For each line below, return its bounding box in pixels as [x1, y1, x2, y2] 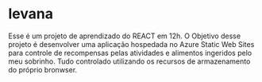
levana [8, 5, 54, 23]
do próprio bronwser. [8, 64, 78, 74]
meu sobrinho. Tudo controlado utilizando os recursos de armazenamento [8, 57, 251, 66]
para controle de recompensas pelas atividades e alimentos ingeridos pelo [8, 48, 252, 57]
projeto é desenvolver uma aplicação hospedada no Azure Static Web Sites [8, 39, 255, 49]
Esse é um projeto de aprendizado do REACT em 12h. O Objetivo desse [8, 31, 241, 41]
